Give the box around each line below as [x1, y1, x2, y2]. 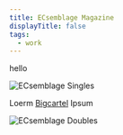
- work [17, 38, 42, 48]
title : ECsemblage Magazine [9, 13, 115, 22]
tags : [9, 30, 30, 39]
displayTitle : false [9, 22, 87, 31]
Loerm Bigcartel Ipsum [9, 98, 93, 109]
